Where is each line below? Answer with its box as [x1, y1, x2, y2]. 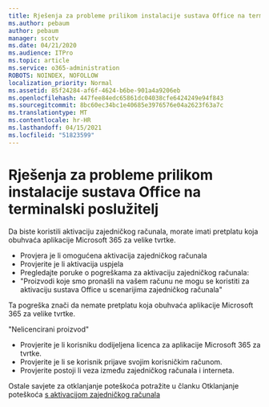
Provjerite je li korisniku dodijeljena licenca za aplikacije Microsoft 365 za [19, 340, 261, 349]
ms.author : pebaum [8, 19, 70, 27]
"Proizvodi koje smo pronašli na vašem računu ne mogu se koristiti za [19, 276, 250, 286]
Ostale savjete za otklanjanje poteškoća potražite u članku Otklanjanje [8, 381, 239, 390]
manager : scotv [8, 34, 59, 43]
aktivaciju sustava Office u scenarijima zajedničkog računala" [19, 284, 223, 294]
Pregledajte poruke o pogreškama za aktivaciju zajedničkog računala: [19, 267, 250, 277]
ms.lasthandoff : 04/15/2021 [8, 124, 102, 132]
